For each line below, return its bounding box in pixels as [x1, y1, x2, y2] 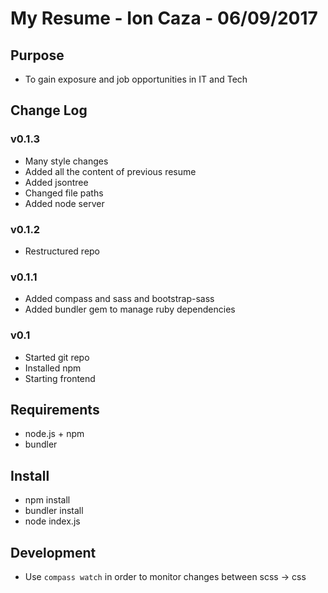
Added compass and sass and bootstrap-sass [24, 293, 215, 305]
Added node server [24, 197, 105, 209]
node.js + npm [24, 428, 85, 440]
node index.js [24, 515, 81, 527]
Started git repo [24, 351, 90, 363]
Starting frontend [24, 372, 96, 384]
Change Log [10, 102, 88, 119]
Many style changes [24, 155, 109, 167]
